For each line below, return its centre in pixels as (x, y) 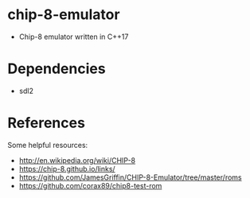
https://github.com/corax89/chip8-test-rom (90, 185)
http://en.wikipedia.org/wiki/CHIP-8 (77, 160)
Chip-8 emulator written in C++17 (74, 37)
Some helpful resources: (48, 145)
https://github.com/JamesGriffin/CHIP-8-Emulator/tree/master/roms (130, 177)
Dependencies (57, 69)
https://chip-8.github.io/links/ (67, 169)
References (46, 123)
